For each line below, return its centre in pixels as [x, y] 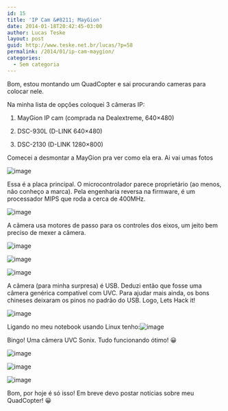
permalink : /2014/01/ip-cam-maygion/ [61, 52]
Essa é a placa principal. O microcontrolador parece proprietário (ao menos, [114, 184]
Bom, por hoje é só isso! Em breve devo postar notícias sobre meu [101, 393]
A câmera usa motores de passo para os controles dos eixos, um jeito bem [112, 225]
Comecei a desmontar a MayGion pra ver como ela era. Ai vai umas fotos [110, 158]
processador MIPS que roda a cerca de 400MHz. [76, 199]
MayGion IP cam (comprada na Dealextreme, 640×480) [96, 118]
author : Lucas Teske [37, 33]
